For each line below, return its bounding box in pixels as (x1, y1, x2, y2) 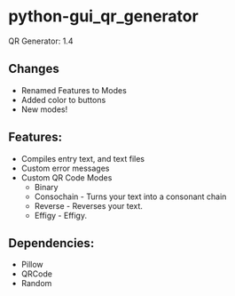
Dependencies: (8, 236, 95, 251)
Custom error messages (20, 163, 110, 173)
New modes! (20, 104, 68, 115)
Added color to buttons (20, 94, 106, 105)
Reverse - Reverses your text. (34, 200, 144, 211)
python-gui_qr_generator (8, 6, 199, 27)
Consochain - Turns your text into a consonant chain (34, 191, 227, 202)
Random (20, 278, 52, 289)
